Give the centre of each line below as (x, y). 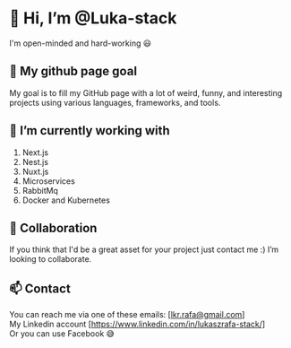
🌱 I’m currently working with (90, 130)
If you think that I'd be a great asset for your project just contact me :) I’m (144, 249)
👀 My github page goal (73, 71)
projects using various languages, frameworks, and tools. (115, 102)
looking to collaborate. (51, 259)
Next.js (35, 152)
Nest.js (35, 161)
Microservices (49, 181)
